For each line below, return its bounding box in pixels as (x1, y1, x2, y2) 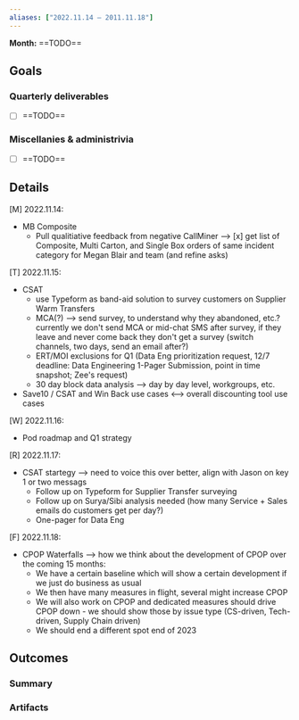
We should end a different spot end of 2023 (35, 625, 197, 635)
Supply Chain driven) (62, 615, 141, 625)
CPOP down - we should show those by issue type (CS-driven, (35, 606, 267, 617)
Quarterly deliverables (9, 90, 109, 103)
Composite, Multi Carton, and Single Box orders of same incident (35, 240, 275, 251)
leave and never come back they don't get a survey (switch (35, 331, 254, 342)
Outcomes (9, 650, 69, 666)
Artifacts (9, 701, 49, 714)
